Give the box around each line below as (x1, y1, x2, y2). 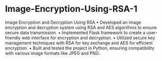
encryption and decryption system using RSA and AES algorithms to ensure (5, 24, 157, 30)
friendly (5, 35, 21, 41)
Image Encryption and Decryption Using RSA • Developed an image (5, 19, 142, 25)
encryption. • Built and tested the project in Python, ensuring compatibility (5, 45, 155, 51)
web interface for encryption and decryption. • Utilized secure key (21, 35, 155, 41)
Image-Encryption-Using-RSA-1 (5, 3, 138, 15)
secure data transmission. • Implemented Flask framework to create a (5, 30, 145, 35)
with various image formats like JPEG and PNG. (5, 50, 101, 56)
